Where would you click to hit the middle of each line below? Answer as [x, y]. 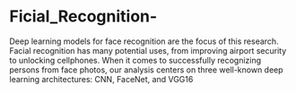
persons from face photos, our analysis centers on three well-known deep [147, 70]
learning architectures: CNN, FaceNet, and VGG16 [101, 79]
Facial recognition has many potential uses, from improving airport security [148, 50]
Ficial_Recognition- [83, 17]
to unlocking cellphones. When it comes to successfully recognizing [135, 60]
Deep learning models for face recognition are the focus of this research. [144, 41]
